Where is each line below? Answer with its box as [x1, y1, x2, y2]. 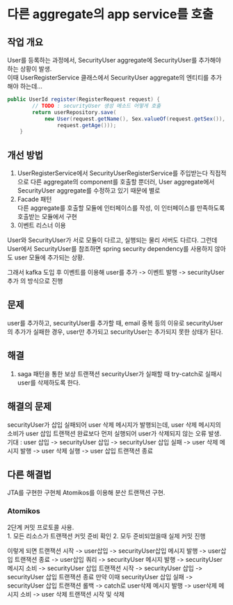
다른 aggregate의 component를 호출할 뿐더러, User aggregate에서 [30, 178, 215, 186]
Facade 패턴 [17, 195, 52, 204]
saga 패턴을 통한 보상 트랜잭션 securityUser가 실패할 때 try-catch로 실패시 [17, 369, 223, 378]
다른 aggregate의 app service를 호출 [7, 6, 214, 22]
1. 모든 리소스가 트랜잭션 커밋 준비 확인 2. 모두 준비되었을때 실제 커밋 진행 [7, 531, 206, 540]
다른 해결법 [7, 469, 52, 481]
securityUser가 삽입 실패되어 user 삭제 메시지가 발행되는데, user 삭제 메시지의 [7, 420, 221, 428]
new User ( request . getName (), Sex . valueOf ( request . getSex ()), [44, 115, 226, 122]
